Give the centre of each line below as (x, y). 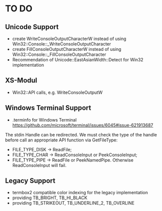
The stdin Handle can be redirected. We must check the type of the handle (81, 134)
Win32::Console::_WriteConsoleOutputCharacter (61, 44)
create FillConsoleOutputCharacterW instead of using (67, 49)
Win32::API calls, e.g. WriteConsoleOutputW (57, 92)
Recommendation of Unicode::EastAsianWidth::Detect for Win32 (78, 60)
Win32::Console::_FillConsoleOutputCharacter (59, 54)
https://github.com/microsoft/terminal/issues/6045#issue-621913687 (83, 125)
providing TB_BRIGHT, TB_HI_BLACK (50, 198)
